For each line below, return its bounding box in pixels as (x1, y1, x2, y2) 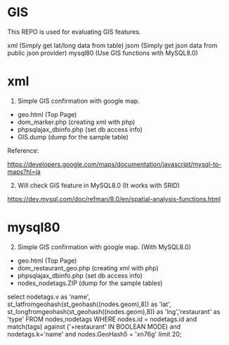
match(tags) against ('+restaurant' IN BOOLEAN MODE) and (7, 322, 181, 331)
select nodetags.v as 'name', (7, 292, 91, 301)
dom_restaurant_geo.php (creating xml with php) (17, 263, 159, 272)
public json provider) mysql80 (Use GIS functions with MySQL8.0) (7, 49, 198, 57)
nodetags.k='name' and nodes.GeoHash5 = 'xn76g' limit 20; (7, 330, 182, 338)
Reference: (7, 146, 39, 155)
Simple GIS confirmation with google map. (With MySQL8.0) (17, 242, 192, 251)
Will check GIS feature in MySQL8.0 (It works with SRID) (17, 181, 181, 189)
